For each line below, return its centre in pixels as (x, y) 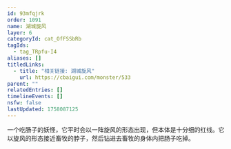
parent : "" (23, 84)
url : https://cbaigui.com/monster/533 (75, 77)
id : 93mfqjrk (26, 13)
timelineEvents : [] (35, 97)
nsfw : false (24, 103)
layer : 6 (20, 33)
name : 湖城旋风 (27, 26)
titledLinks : (26, 65)
